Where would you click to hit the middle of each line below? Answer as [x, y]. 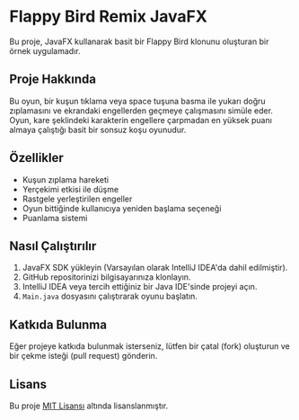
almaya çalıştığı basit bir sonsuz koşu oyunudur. [98, 130]
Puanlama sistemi [55, 218]
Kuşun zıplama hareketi [66, 179]
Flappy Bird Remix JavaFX [109, 17]
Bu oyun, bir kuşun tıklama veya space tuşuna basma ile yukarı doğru [138, 101]
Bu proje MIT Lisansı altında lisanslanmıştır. [89, 406]
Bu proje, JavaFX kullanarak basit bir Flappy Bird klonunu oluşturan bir [139, 41]
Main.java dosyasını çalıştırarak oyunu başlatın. [110, 296]
